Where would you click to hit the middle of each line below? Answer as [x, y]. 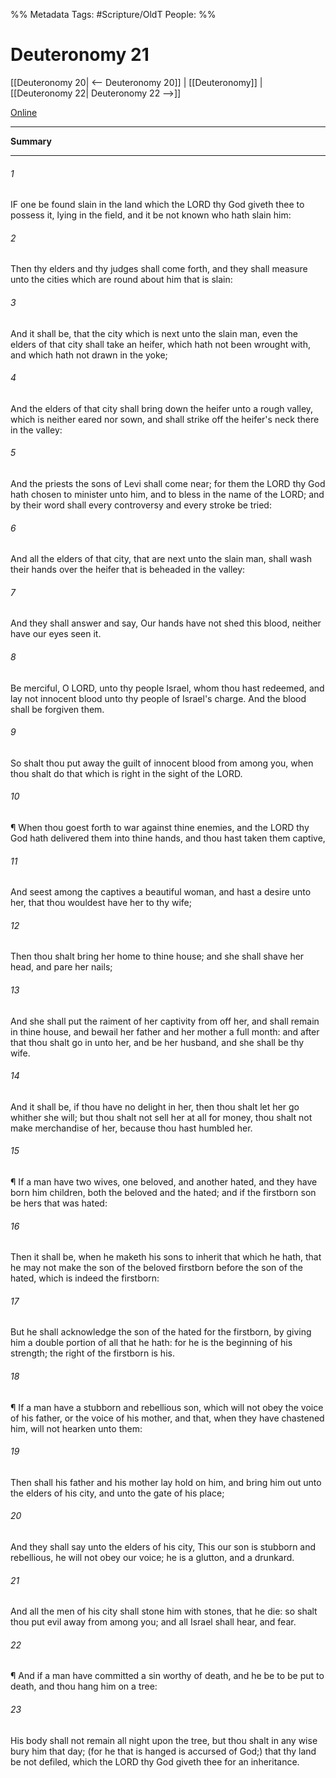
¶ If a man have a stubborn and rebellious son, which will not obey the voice [167, 1407]
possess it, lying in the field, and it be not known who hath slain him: [151, 215]
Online [24, 112]
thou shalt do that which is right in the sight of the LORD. [126, 773]
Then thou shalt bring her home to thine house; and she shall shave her [157, 956]
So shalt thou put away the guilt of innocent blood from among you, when [162, 763]
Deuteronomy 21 [80, 55]
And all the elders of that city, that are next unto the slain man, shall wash [161, 559]
